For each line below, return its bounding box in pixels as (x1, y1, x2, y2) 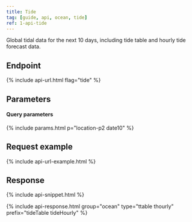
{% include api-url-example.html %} (6, 157, 96, 165)
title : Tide (6, 8, 36, 15)
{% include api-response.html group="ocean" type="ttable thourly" (6, 203, 174, 210)
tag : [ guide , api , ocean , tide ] (6, 14, 87, 21)
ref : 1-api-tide (6, 20, 47, 26)
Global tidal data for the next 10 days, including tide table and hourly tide (6, 37, 186, 44)
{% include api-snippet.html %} (6, 191, 85, 198)
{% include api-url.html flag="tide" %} (6, 77, 101, 84)
